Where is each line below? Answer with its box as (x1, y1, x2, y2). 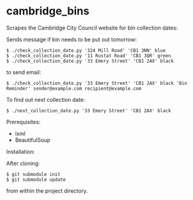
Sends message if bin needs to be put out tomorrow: (6, 36, 137, 43)
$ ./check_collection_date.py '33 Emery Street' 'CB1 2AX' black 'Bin (6, 80, 188, 86)
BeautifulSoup (14, 136, 51, 143)
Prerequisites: (6, 118, 41, 125)
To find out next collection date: (6, 96, 86, 103)
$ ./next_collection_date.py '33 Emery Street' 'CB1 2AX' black (6, 107, 171, 114)
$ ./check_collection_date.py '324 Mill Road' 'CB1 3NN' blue (6, 47, 166, 54)
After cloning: (6, 160, 40, 167)
